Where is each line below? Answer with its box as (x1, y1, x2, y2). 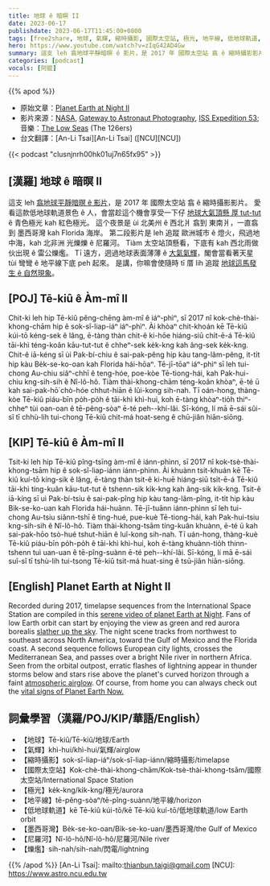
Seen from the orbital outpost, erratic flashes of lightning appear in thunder (8, 661, 257, 670)
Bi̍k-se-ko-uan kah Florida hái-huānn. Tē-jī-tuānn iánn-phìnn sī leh (8, 503, 229, 513)
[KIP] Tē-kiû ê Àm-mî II (8, 436, 125, 449)
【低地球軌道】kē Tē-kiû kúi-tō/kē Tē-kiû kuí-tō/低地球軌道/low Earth (19, 805, 248, 814)
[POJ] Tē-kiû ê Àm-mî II (8, 292, 129, 305)
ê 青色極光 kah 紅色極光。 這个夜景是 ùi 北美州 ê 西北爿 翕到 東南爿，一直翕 (8, 217, 259, 227)
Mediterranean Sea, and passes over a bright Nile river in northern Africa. (8, 652, 252, 661)
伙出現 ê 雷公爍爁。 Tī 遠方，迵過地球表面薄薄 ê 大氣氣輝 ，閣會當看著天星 (8, 247, 254, 258)
